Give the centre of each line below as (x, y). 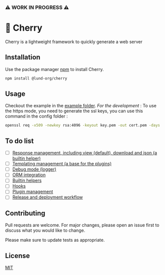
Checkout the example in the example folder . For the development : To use (81, 106)
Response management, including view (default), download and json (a (84, 153)
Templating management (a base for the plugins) (62, 164)
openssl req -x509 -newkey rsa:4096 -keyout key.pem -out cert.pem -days (83, 126)
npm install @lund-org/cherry (36, 78)
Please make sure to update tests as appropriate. (55, 240)
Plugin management (33, 192)
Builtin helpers (27, 181)
